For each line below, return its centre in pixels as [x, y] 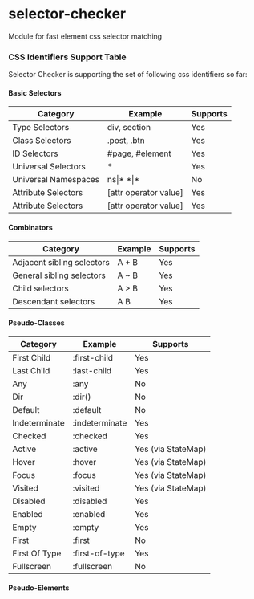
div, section [129, 128]
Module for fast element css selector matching [85, 36]
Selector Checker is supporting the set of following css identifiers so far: [128, 75]
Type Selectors [41, 128]
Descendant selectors [54, 301]
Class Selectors [42, 141]
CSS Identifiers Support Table [67, 57]
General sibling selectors [59, 275]
